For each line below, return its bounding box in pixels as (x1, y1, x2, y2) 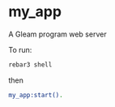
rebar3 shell (8, 60, 53, 69)
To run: (8, 45, 32, 54)
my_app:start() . (8, 91, 63, 99)
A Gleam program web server (8, 29, 107, 39)
